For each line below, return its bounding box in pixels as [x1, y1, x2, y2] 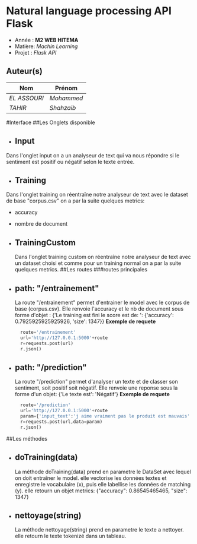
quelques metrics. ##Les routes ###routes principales [14, 266, 148, 273]
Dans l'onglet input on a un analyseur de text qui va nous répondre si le [6, 151, 180, 159]
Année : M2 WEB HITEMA [14, 36, 79, 43]
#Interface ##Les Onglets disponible [6, 119, 96, 126]
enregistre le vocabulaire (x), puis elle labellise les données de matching [14, 480, 191, 488]
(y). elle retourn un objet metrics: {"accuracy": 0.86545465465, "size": [14, 487, 188, 494]
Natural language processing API [6, 4, 172, 18]
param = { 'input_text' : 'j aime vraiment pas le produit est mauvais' [20, 413, 190, 419]
